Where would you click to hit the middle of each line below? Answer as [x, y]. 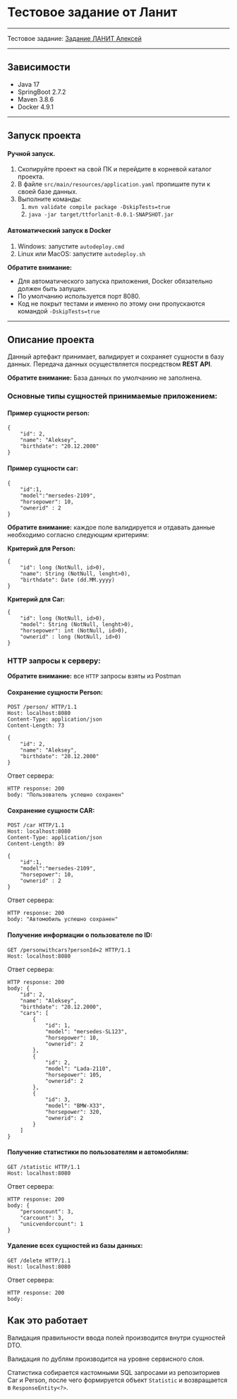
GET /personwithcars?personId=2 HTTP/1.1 [69, 950]
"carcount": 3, [42, 1218]
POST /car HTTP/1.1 [36, 825]
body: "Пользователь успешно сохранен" [66, 795]
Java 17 [29, 84]
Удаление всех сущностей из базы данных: [75, 1246]
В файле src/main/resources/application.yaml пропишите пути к [114, 184]
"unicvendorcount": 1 [51, 1224]
